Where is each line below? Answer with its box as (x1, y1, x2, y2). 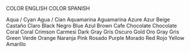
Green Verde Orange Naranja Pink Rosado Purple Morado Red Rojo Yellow (6, 35, 185, 41)
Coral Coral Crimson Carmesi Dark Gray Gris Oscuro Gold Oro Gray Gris (6, 28, 179, 35)
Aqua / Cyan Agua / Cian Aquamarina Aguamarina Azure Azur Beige (6, 16, 171, 23)
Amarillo (6, 40, 26, 47)
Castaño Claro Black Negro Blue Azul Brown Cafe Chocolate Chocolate (6, 23, 177, 29)
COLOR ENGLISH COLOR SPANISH (6, 5, 90, 12)
